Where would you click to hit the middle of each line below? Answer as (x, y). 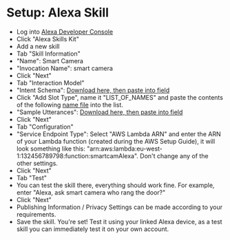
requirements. (36, 214)
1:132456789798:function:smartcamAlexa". (77, 155)
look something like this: (51, 149)
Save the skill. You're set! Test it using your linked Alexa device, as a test (119, 221)
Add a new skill (38, 46)
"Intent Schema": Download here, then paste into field (93, 90)
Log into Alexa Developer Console (65, 32)
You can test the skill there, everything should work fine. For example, (115, 185)
